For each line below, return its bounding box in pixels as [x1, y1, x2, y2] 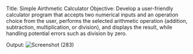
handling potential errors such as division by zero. [6, 30, 128, 37]
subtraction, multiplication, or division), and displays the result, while [6, 23, 172, 31]
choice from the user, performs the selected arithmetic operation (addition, [6, 18, 188, 24]
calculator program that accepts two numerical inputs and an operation [6, 11, 178, 18]
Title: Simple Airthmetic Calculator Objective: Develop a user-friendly [6, 5, 174, 12]
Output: [6, 41, 25, 48]
